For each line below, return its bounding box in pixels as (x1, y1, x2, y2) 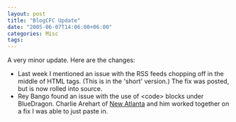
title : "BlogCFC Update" (7, 17, 81, 24)
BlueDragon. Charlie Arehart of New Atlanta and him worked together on (17, 99, 230, 108)
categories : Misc (7, 30, 59, 37)
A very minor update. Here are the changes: (7, 56, 136, 64)
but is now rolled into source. (17, 85, 103, 93)
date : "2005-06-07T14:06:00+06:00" (7, 23, 113, 30)
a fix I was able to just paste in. (17, 107, 108, 116)
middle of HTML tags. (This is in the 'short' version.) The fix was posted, (17, 77, 230, 85)
